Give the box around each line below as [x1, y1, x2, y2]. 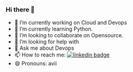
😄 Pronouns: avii [14, 60, 57, 67]
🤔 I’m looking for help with [14, 38, 79, 46]
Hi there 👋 [5, 5, 36, 14]
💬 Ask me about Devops [14, 44, 75, 52]
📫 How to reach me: [14, 51, 66, 59]
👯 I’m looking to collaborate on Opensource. [14, 32, 124, 39]
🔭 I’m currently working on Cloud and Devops [14, 19, 128, 26]
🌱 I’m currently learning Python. [14, 25, 93, 32]
